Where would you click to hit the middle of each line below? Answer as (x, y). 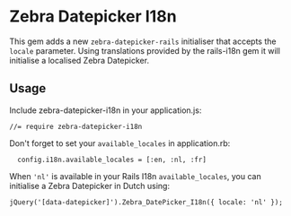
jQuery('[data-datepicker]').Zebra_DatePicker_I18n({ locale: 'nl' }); (146, 202)
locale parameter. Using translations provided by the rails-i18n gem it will (145, 50)
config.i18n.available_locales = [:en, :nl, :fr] (112, 160)
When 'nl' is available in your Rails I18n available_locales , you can (136, 176)
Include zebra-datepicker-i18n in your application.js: (106, 110)
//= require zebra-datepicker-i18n (76, 126)
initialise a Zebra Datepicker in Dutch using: (90, 186)
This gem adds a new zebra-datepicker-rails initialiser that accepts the (143, 41)
